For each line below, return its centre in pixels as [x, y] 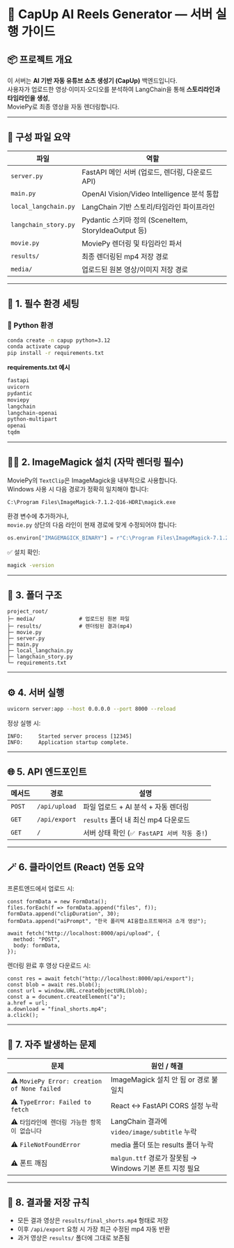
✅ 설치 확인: [24, 552]
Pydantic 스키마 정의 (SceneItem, [135, 220]
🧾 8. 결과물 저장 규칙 [48, 1202]
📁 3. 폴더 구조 [35, 595]
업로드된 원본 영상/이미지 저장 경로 [135, 269]
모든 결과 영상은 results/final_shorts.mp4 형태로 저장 [93, 1221]
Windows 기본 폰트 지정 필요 [155, 1168]
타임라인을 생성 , [29, 98]
